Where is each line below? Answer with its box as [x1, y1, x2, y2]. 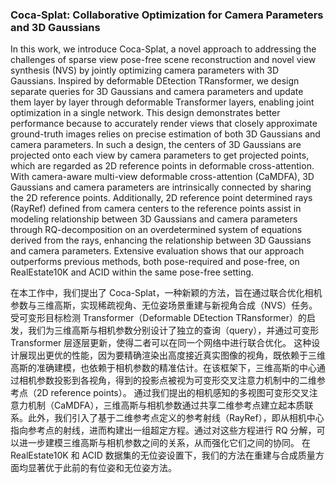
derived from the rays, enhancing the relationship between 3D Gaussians [10, 234, 312, 247]
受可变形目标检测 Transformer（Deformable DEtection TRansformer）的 [10, 312, 307, 324]
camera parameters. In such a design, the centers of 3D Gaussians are [10, 139, 302, 151]
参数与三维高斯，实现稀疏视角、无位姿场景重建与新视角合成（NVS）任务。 [10, 299, 318, 312]
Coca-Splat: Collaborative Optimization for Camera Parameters [10, 8, 324, 22]
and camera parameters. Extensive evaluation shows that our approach [10, 245, 305, 257]
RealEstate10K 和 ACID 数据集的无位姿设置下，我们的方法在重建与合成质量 [10, 449, 316, 462]
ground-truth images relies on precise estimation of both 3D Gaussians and [10, 128, 321, 140]
